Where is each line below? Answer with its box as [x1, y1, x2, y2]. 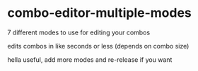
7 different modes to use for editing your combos [7, 28, 151, 37]
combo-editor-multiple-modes [7, 5, 192, 21]
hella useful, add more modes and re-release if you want [7, 55, 173, 64]
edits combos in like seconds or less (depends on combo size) [7, 41, 190, 50]
